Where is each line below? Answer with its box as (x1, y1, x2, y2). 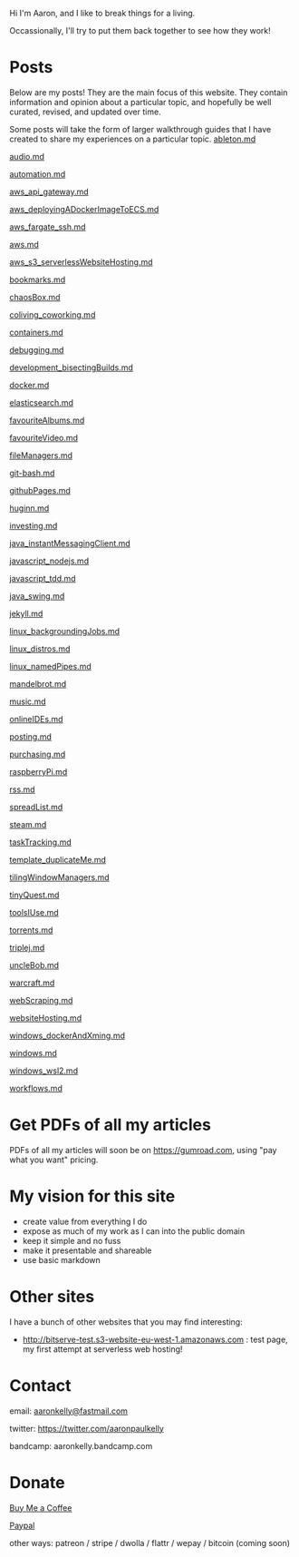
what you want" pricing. (9, 1154, 99, 1165)
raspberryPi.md (9, 766, 68, 777)
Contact (9, 1375, 72, 1395)
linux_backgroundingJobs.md (9, 625, 121, 636)
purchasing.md (9, 749, 66, 759)
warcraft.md (9, 977, 55, 988)
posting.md (9, 730, 53, 742)
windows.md (9, 1047, 57, 1058)
